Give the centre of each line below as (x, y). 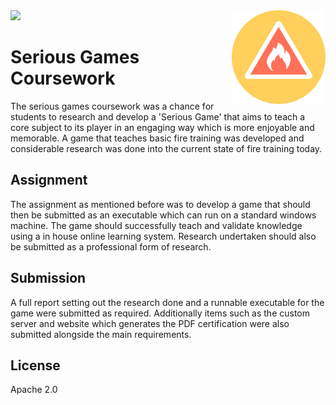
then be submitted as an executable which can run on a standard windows (163, 215)
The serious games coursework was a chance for (112, 106)
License (35, 365)
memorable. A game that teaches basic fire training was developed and (157, 138)
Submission (48, 278)
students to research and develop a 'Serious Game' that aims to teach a (158, 116)
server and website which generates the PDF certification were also (150, 323)
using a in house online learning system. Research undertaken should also (163, 236)
